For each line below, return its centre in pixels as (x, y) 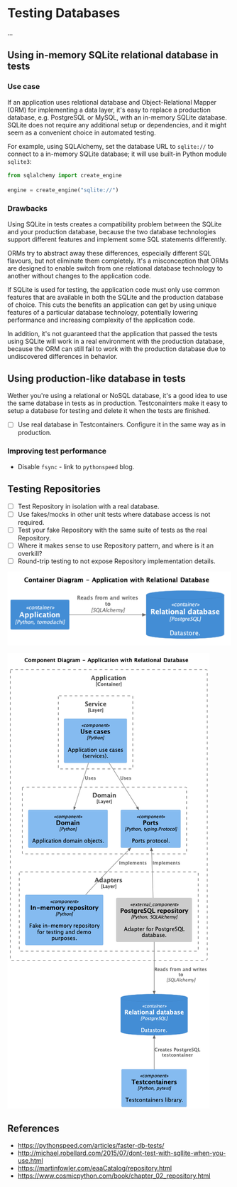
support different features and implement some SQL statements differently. (117, 239)
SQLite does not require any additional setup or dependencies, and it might (117, 125)
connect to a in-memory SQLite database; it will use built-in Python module (117, 154)
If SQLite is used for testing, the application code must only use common (114, 289)
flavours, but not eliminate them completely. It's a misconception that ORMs (118, 261)
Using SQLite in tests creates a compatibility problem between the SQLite (115, 224)
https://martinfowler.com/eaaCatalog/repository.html (95, 1168)
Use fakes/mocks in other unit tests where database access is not (114, 514)
